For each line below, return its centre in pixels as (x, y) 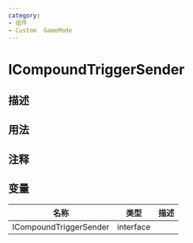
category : (25, 15)
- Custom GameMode (40, 30)
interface (134, 226)
